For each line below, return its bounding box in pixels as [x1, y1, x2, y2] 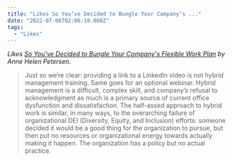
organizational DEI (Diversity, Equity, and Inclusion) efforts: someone [24, 117, 226, 125]
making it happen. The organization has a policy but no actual [24, 139, 205, 148]
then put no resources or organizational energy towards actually [24, 131, 213, 140]
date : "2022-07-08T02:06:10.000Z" [7, 17, 110, 24]
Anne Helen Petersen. [7, 58, 71, 66]
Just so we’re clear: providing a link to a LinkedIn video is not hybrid [24, 71, 224, 80]
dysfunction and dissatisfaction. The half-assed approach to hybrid [24, 101, 222, 110]
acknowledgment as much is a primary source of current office [24, 94, 210, 102]
